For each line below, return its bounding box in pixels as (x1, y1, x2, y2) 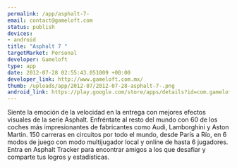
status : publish (7, 23, 55, 30)
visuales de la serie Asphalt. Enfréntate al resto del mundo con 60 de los (7, 115, 218, 124)
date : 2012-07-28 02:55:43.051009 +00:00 (7, 69, 131, 76)
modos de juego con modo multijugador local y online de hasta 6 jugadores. (7, 138, 229, 146)
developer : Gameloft (7, 56, 68, 63)
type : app (7, 63, 37, 70)
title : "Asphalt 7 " (7, 43, 68, 50)
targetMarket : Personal (7, 50, 78, 57)
